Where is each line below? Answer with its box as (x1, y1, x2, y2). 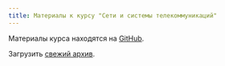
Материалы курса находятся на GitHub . (8, 33, 145, 43)
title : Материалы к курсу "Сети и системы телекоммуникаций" (8, 11, 218, 20)
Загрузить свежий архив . (8, 49, 96, 58)
